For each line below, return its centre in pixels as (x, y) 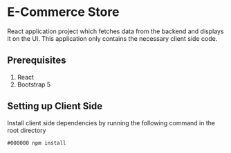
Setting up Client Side (55, 106)
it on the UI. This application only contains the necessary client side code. (112, 38)
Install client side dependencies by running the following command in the (111, 123)
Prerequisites (37, 61)
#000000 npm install (37, 143)
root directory (27, 130)
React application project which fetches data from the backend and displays (115, 31)
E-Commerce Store (63, 12)
